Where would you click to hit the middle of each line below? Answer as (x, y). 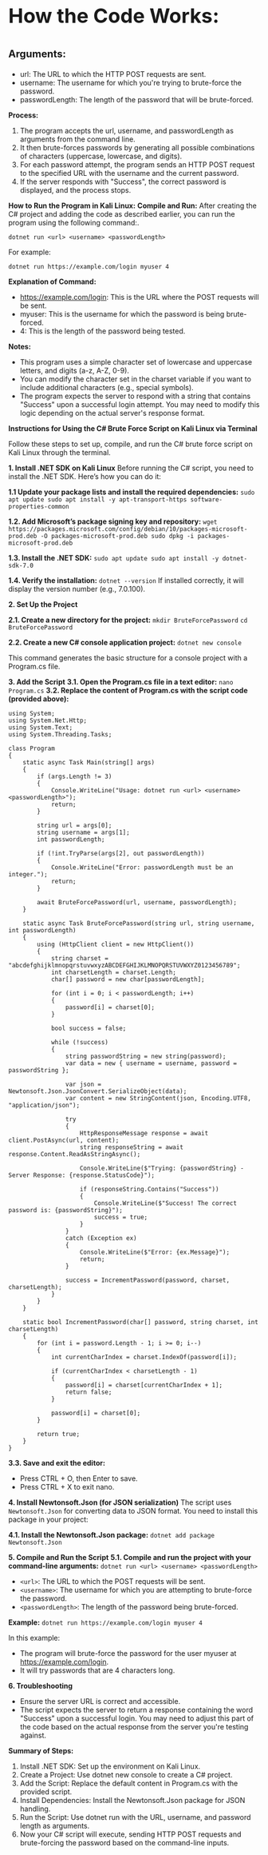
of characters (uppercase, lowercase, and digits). (101, 156)
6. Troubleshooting (41, 1686)
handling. (35, 1809)
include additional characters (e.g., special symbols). (106, 387)
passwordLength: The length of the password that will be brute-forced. (136, 100)
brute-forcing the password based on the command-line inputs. (124, 1843)
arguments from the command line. (77, 139)
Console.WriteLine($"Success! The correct (166, 1203)
